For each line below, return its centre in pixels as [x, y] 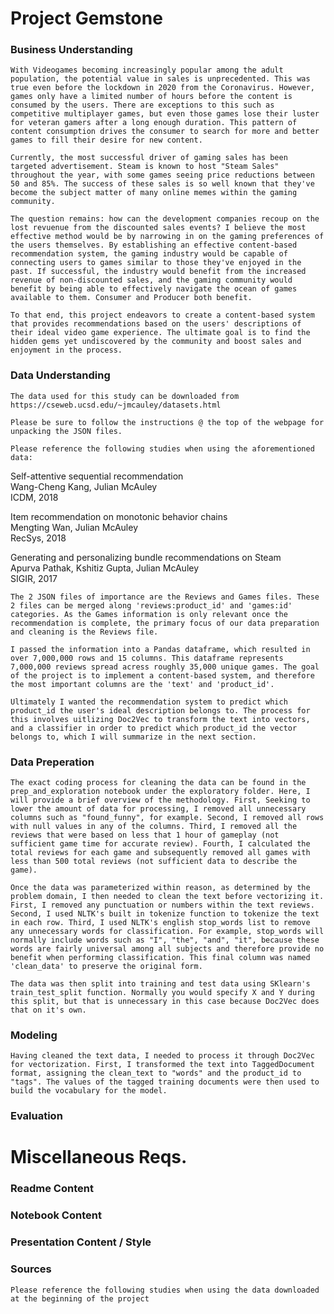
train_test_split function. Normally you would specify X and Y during [162, 993]
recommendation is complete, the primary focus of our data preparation [165, 623]
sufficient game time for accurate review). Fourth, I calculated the [160, 844]
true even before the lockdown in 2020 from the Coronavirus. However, [162, 88]
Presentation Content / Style [81, 1242]
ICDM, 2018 [34, 497]
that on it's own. [48, 1010]
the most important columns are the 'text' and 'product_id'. [142, 684]
